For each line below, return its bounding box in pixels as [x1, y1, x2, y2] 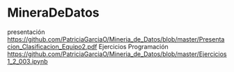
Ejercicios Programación [98, 42, 169, 51]
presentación [7, 28, 45, 36]
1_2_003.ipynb [7, 57, 48, 65]
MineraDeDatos [7, 5, 100, 21]
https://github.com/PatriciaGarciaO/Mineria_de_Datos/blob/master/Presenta [7, 35, 225, 43]
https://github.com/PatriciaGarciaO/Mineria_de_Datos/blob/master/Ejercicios [7, 50, 228, 58]
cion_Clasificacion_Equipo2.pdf [7, 42, 97, 51]
